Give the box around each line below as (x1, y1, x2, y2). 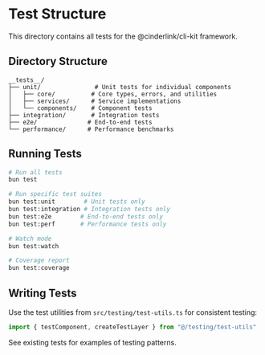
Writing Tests (8, 286, 78, 300)
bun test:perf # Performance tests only (8, 220, 167, 228)
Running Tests (8, 147, 82, 161)
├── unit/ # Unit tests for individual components (8, 83, 231, 91)
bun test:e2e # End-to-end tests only (8, 212, 163, 221)
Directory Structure (8, 55, 108, 68)
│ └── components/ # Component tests (8, 104, 153, 112)
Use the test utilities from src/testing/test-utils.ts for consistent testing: (8, 308, 258, 317)
